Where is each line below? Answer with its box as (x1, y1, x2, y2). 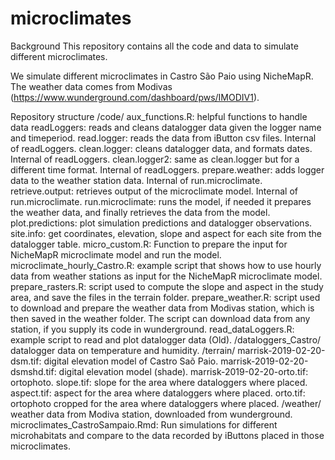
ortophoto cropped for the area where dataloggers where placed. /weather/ (10, 397, 322, 409)
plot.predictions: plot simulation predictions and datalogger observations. (10, 217, 313, 229)
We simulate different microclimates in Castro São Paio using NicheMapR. (10, 70, 314, 82)
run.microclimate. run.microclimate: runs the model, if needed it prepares (10, 195, 312, 207)
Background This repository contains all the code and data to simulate (10, 40, 299, 52)
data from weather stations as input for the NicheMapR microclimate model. (10, 270, 323, 282)
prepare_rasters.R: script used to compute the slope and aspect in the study (10, 280, 324, 292)
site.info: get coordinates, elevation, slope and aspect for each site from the (10, 227, 322, 239)
